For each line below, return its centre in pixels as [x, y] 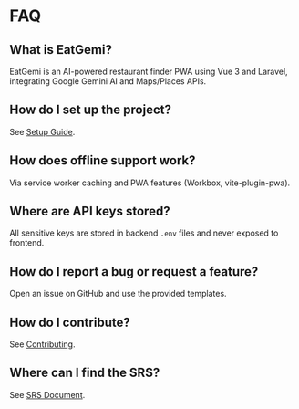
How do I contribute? [70, 322]
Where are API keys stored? [90, 211]
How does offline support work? [103, 161]
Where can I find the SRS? [85, 373]
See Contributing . [42, 344]
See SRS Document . [47, 394]
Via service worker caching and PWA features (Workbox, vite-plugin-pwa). [150, 183]
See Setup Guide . [42, 131]
